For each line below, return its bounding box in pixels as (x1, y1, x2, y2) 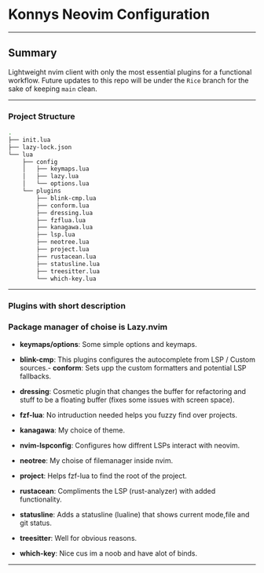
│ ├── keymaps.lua (22, 165, 90, 173)
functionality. (19, 495, 62, 504)
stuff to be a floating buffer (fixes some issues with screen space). (19, 395, 235, 404)
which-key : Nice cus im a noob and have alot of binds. (19, 548, 198, 558)
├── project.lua (36, 246, 90, 254)
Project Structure (8, 111, 75, 122)
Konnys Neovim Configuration (8, 5, 211, 24)
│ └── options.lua (22, 180, 90, 188)
